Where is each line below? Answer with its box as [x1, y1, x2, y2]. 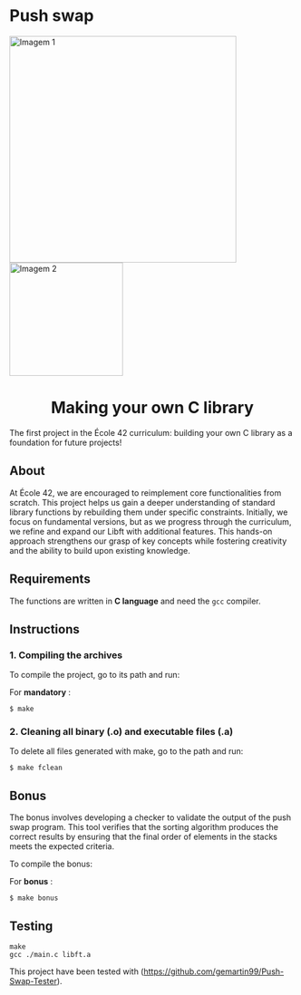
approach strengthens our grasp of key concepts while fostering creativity [9, 536, 287, 546]
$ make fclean [9, 763, 63, 773]
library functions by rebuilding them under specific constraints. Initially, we [9, 507, 288, 517]
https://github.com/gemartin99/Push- [143, 966, 284, 977]
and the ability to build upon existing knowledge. [9, 545, 190, 555]
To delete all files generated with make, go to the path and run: [9, 746, 244, 757]
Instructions [9, 622, 80, 637]
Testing [9, 918, 53, 933]
